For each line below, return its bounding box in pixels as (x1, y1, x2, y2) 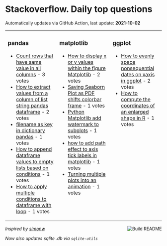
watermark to (68, 121, 99, 127)
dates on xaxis (121, 71, 155, 78)
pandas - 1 (16, 133, 43, 140)
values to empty (16, 158, 54, 165)
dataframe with (16, 202, 52, 209)
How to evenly (121, 52, 155, 59)
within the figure (68, 65, 106, 72)
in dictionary (16, 127, 46, 134)
